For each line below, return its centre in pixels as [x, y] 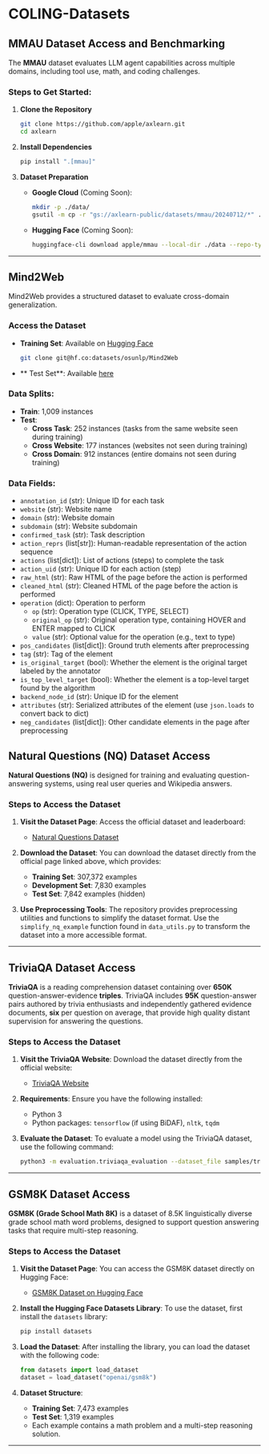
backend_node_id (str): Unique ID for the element [99, 697]
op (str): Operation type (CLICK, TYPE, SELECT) [110, 612]
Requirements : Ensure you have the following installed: [111, 1099]
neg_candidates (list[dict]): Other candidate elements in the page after [135, 722]
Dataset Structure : [51, 1392]
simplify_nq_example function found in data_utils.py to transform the [135, 927]
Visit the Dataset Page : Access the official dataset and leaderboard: [132, 822]
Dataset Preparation [54, 176]
